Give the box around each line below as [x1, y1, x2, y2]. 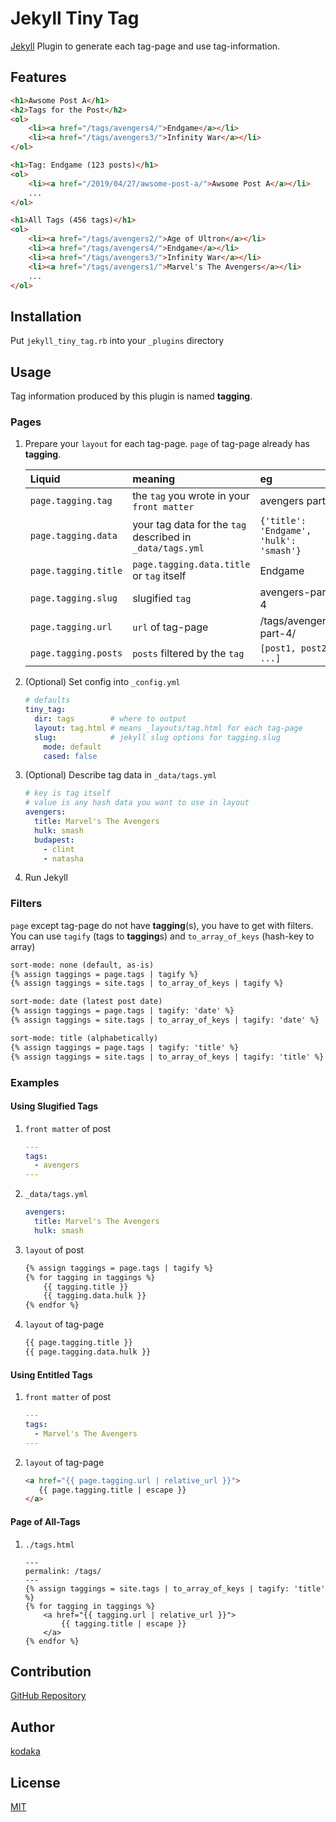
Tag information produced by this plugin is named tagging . [10, 390, 253, 402]
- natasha [43, 853, 84, 864]
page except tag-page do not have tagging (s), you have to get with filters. [10, 919, 314, 931]
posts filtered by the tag [132, 647, 245, 661]
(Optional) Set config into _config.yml [24, 676, 181, 688]
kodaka [10, 1745, 41, 1757]
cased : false [43, 751, 98, 761]
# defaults [24, 695, 71, 706]
